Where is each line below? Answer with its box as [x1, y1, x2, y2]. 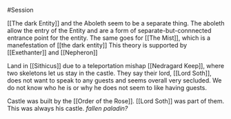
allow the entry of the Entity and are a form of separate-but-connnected [7, 27, 212, 34]
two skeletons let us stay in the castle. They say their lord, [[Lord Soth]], [7, 69, 212, 77]
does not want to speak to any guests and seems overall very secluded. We [7, 76, 222, 85]
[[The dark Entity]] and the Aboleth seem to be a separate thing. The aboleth [7, 19, 225, 27]
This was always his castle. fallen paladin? [7, 105, 128, 112]
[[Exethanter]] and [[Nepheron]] [7, 48, 98, 56]
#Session [7, 6, 34, 14]
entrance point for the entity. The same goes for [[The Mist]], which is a [7, 34, 211, 42]
